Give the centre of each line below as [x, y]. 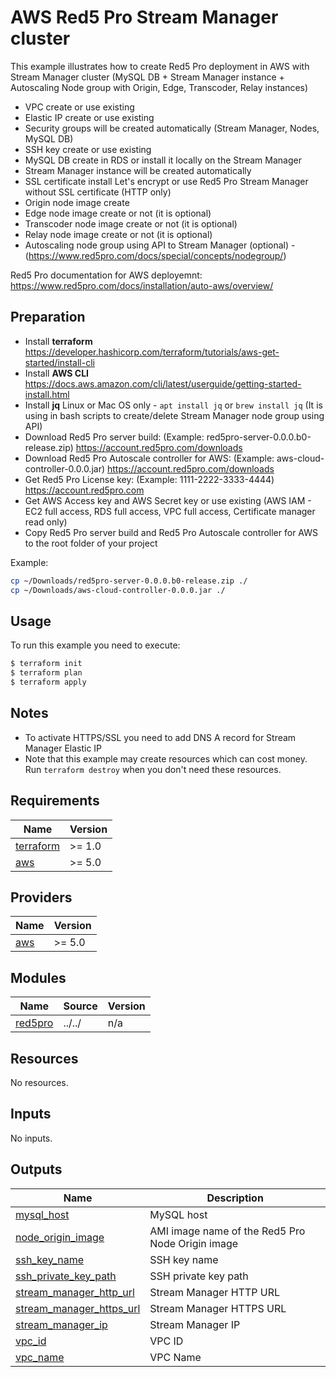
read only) [46, 522]
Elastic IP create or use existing [89, 117]
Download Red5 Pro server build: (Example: [114, 437]
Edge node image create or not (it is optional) [118, 213]
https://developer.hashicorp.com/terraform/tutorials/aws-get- [152, 352]
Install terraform [58, 341]
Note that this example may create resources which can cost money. [166, 758]
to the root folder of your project [91, 543]
